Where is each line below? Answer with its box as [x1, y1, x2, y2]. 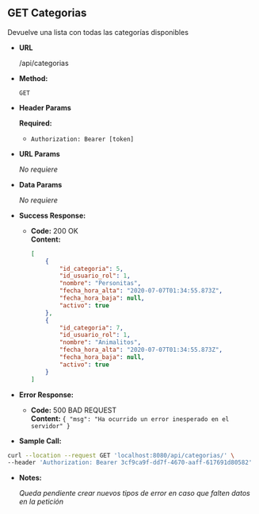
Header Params [18, 102, 72, 112]
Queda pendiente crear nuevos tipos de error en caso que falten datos [18, 489, 250, 498]
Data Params [18, 180, 63, 189]
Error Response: [18, 389, 74, 400]
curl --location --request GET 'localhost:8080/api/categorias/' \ [7, 451, 235, 459]
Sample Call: [18, 436, 62, 446]
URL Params [18, 149, 60, 158]
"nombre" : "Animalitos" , [59, 338, 142, 346]
